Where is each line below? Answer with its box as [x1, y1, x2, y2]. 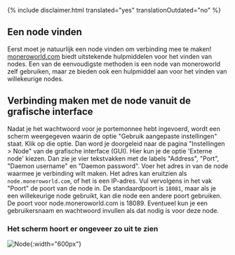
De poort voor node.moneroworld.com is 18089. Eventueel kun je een [7, 199, 208, 207]
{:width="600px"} [29, 240, 82, 248]
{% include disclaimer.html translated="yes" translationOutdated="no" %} [7, 6, 221, 14]
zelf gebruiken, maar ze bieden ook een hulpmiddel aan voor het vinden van [7, 67, 227, 76]
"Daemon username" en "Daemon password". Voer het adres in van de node [7, 161, 229, 170]
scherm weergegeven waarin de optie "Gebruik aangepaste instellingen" [7, 132, 217, 140]
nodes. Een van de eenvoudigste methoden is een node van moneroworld [7, 60, 221, 68]
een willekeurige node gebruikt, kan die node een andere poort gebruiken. [7, 191, 222, 200]
